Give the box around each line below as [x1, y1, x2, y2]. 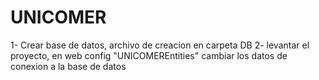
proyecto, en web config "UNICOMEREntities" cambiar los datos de [10, 49, 288, 61]
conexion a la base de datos [10, 60, 127, 72]
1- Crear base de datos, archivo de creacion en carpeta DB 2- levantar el [10, 39, 310, 51]
